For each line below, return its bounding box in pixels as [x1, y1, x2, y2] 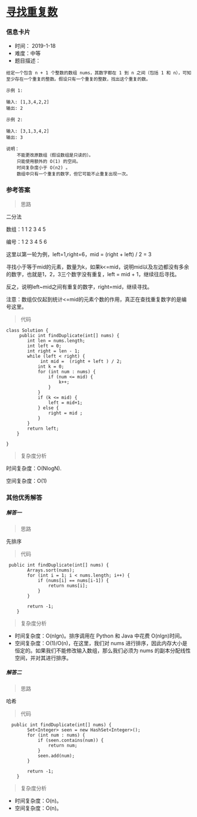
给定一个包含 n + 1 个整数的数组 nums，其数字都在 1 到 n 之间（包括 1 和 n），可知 [6, 70, 192, 76]
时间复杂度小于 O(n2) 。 [16, 165, 71, 171]
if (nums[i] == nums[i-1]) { [37, 577, 109, 583]
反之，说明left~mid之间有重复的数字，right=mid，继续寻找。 [6, 283, 153, 290]
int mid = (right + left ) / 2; [40, 358, 122, 364]
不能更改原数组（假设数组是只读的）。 [16, 152, 94, 158]
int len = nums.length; [27, 338, 85, 344]
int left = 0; [27, 343, 62, 349]
